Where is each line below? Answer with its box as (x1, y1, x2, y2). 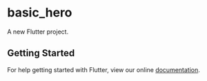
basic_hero (7, 5, 72, 21)
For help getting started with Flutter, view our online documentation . (7, 65, 200, 73)
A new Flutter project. (7, 27, 69, 36)
